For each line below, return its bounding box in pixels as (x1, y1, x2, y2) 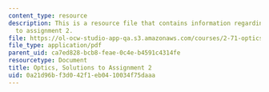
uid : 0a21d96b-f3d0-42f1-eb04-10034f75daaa (8, 71, 156, 79)
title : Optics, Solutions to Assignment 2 (8, 64, 152, 72)
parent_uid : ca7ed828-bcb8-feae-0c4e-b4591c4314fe (8, 49, 181, 57)
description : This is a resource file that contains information (8, 19, 231, 27)
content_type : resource (8, 11, 88, 20)
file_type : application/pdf (8, 42, 102, 50)
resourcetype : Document (8, 57, 88, 65)
